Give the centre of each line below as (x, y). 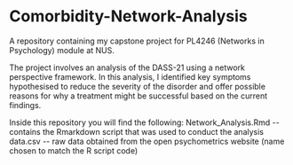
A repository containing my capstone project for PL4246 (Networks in (137, 41)
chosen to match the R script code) (74, 150)
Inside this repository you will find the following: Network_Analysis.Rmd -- (144, 122)
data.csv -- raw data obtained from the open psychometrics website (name (147, 141)
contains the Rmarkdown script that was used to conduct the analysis (137, 131)
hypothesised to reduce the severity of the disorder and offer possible (138, 86)
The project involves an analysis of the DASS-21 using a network (127, 67)
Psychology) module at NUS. (62, 50)
